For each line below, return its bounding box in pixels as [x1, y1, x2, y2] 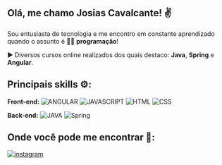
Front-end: [7, 97, 40, 106]
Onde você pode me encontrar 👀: [7, 131, 155, 144]
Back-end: [7, 111, 39, 119]
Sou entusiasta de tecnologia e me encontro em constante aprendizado [7, 29, 215, 38]
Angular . [7, 58, 34, 66]
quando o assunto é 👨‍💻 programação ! [7, 37, 118, 45]
